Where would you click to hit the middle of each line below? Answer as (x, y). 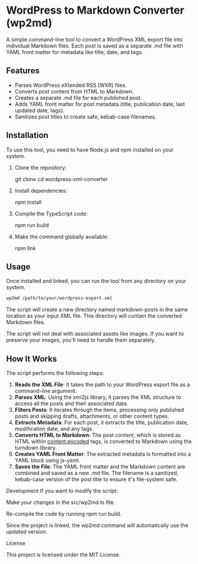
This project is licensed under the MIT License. (63, 555)
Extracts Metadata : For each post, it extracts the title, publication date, (101, 423)
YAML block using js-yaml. (47, 461)
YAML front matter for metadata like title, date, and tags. (75, 52)
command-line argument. (46, 391)
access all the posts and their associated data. (71, 404)
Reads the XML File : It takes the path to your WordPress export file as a (102, 385)
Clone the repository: (41, 168)
